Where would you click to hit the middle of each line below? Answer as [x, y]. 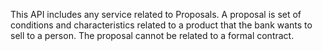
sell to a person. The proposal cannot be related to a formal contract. [152, 35]
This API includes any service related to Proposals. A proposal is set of [156, 14]
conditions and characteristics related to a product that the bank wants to [161, 25]
